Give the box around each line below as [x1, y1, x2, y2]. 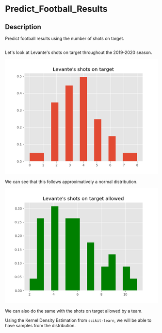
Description [5, 23, 41, 31]
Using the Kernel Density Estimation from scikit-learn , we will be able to [5, 317, 152, 323]
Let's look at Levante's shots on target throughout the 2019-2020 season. [5, 50, 152, 55]
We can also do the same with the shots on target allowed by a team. [5, 308, 143, 314]
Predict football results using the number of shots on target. [5, 35, 125, 41]
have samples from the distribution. [5, 323, 76, 329]
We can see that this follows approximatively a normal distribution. [5, 179, 138, 185]
